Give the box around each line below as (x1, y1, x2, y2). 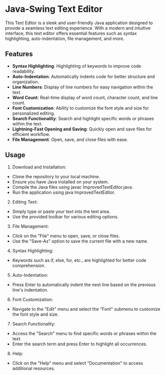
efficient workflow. (12, 131, 50, 137)
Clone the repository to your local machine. (12, 173, 100, 179)
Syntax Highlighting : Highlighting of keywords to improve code (12, 63, 141, 69)
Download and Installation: (12, 164, 66, 170)
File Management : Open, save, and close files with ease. (12, 136, 128, 142)
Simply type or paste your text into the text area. (12, 208, 111, 214)
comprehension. (12, 262, 46, 268)
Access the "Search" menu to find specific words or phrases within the (12, 330, 157, 336)
